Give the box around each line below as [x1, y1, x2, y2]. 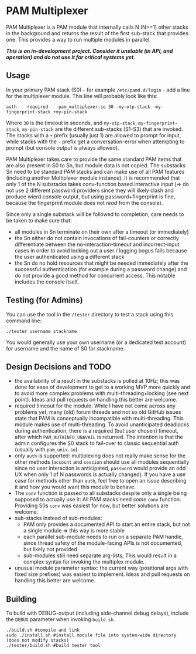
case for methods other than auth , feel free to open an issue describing [14, 477, 187, 484]
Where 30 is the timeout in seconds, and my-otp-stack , [6, 119, 137, 126]
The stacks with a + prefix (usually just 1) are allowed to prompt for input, [6, 132, 181, 139]
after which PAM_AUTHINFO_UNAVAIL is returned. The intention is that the [14, 433, 183, 441]
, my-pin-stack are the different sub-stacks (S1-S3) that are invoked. [19, 125, 183, 133]
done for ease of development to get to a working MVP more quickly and [14, 383, 190, 391]
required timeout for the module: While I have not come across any [14, 402, 176, 409]
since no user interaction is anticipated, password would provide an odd [14, 465, 186, 472]
